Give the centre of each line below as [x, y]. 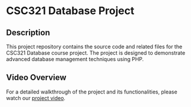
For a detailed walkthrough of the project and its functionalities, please [92, 92]
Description [28, 33]
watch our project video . [36, 98]
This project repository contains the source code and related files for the [94, 46]
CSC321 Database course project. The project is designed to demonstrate [96, 53]
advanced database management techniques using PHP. [75, 59]
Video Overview [36, 78]
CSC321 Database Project [70, 11]
